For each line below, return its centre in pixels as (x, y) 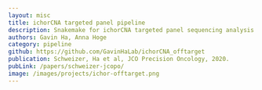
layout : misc (29, 15)
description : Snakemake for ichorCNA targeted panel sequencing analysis (131, 30)
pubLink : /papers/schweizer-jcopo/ (66, 67)
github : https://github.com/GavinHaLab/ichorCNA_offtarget (107, 52)
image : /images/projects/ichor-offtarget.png (84, 74)
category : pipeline (40, 45)
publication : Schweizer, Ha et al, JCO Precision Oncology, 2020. (119, 59)
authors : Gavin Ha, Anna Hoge (58, 37)
